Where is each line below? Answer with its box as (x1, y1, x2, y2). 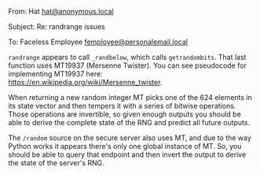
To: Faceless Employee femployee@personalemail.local (8, 37, 189, 46)
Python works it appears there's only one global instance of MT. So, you (8, 142, 242, 150)
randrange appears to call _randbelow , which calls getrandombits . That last (8, 53, 247, 61)
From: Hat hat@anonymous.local (8, 7, 114, 16)
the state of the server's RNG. (8, 158, 104, 168)
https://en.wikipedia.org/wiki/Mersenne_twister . (8, 78, 163, 87)
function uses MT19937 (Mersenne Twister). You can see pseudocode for (8, 61, 247, 70)
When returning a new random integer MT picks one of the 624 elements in (8, 93, 253, 102)
